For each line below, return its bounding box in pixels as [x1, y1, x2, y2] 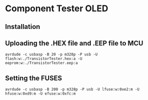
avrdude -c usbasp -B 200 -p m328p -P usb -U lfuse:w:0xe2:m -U [5, 87, 140, 92]
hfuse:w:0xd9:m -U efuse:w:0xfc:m [5, 91, 76, 96]
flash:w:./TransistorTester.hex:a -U [5, 56, 83, 61]
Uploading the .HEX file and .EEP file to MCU [5, 39, 144, 47]
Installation [5, 23, 40, 31]
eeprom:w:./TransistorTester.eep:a [5, 61, 78, 66]
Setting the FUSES [5, 74, 62, 82]
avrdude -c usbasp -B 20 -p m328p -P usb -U [5, 52, 98, 57]
